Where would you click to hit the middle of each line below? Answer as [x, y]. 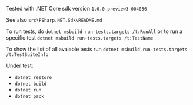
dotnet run [28, 90]
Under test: [20, 65]
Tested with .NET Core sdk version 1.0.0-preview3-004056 [76, 9]
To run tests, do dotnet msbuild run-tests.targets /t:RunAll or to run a [94, 31]
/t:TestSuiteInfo [27, 55]
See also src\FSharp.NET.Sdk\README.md [54, 20]
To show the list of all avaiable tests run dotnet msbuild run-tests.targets [97, 49]
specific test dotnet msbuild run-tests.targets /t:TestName [80, 37]
